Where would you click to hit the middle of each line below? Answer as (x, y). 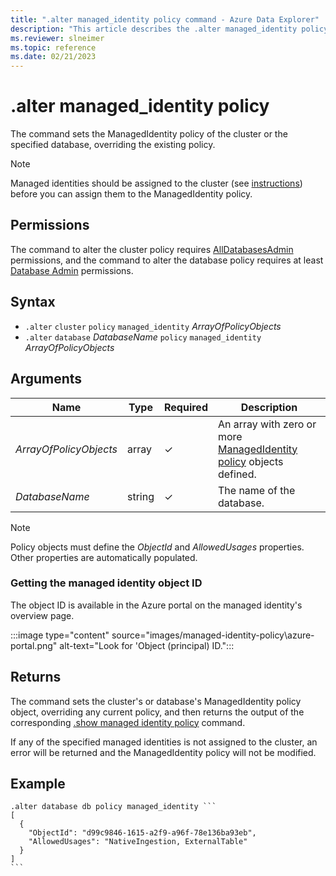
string (141, 496)
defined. (237, 474)
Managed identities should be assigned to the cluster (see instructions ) (156, 183)
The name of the (256, 490)
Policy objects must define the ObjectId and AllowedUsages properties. (157, 547)
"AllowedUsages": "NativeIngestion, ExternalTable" (138, 842)
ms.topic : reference (53, 47)
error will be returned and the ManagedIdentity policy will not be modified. (163, 752)
